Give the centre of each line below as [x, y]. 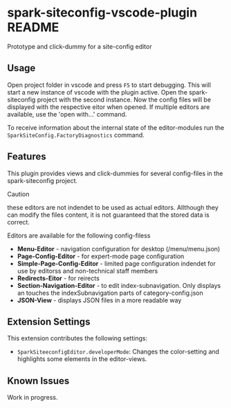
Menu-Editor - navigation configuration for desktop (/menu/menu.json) [119, 249]
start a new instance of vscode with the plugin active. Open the [98, 92]
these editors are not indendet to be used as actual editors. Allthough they [113, 207]
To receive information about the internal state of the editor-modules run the [116, 127]
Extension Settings [49, 321]
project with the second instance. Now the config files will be [124, 99]
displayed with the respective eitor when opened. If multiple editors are [109, 107]
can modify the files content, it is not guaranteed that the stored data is [108, 215]
